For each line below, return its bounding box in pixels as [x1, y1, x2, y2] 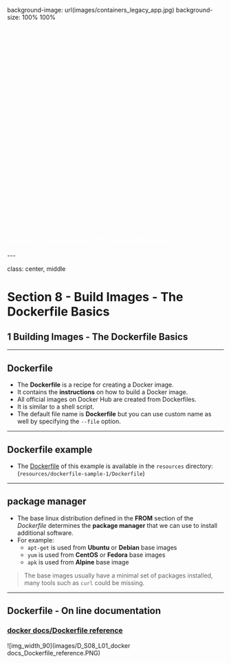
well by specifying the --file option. [16, 417, 122, 426]
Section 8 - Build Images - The [7, 289, 184, 305]
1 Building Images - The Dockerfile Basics [7, 331, 188, 343]
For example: [16, 535, 54, 544]
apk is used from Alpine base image [27, 558, 129, 566]
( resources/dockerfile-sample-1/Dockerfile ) [16, 469, 146, 478]
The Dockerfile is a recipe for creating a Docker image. [16, 380, 174, 389]
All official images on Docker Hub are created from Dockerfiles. [16, 396, 197, 404]
